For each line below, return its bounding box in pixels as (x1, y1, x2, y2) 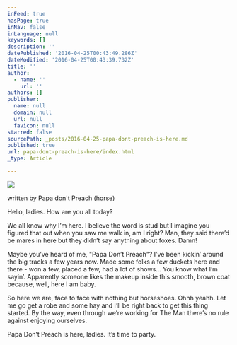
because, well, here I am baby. (7, 280, 97, 288)
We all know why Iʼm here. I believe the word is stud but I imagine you (7, 221, 210, 230)
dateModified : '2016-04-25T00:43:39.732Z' (7, 57, 134, 64)
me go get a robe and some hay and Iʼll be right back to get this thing (7, 301, 209, 310)
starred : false (7, 129, 52, 136)
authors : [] (7, 89, 42, 96)
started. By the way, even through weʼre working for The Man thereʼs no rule (7, 308, 229, 317)
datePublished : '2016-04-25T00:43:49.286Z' (7, 50, 138, 57)
